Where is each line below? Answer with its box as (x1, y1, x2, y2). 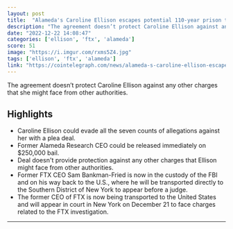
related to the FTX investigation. (17, 207, 109, 216)
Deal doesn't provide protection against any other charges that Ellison (17, 156, 217, 164)
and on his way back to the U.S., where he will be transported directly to (17, 178, 224, 187)
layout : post (7, 10, 45, 17)
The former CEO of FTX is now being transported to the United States (17, 193, 216, 201)
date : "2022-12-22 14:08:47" (7, 29, 92, 37)
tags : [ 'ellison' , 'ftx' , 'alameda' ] (7, 56, 116, 62)
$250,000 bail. (17, 149, 60, 157)
